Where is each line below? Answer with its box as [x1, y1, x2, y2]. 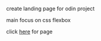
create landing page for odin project [6, 5, 95, 12]
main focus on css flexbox [6, 17, 71, 23]
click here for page [6, 28, 53, 35]
